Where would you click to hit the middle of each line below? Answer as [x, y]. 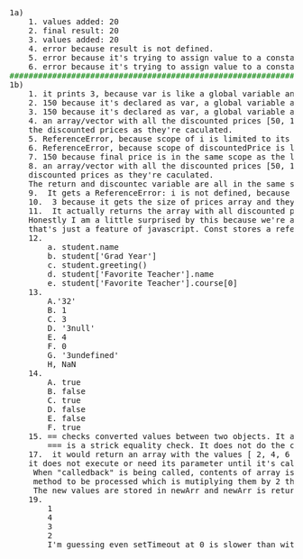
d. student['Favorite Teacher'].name [131, 274]
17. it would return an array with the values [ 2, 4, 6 [159, 454]
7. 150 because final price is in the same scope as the [157, 157]
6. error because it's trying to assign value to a [145, 67]
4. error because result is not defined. [121, 49]
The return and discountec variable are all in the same [157, 184]
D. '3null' [71, 328]
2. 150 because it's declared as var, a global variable [157, 103]
